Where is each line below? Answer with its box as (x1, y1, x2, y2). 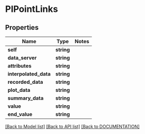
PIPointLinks (5, 3, 58, 15)
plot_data (7, 87, 31, 93)
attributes (7, 63, 31, 69)
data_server (7, 55, 37, 61)
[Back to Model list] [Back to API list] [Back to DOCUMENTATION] (5, 124, 140, 130)
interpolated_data (7, 70, 51, 77)
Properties (5, 23, 39, 32)
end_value (7, 111, 32, 118)
